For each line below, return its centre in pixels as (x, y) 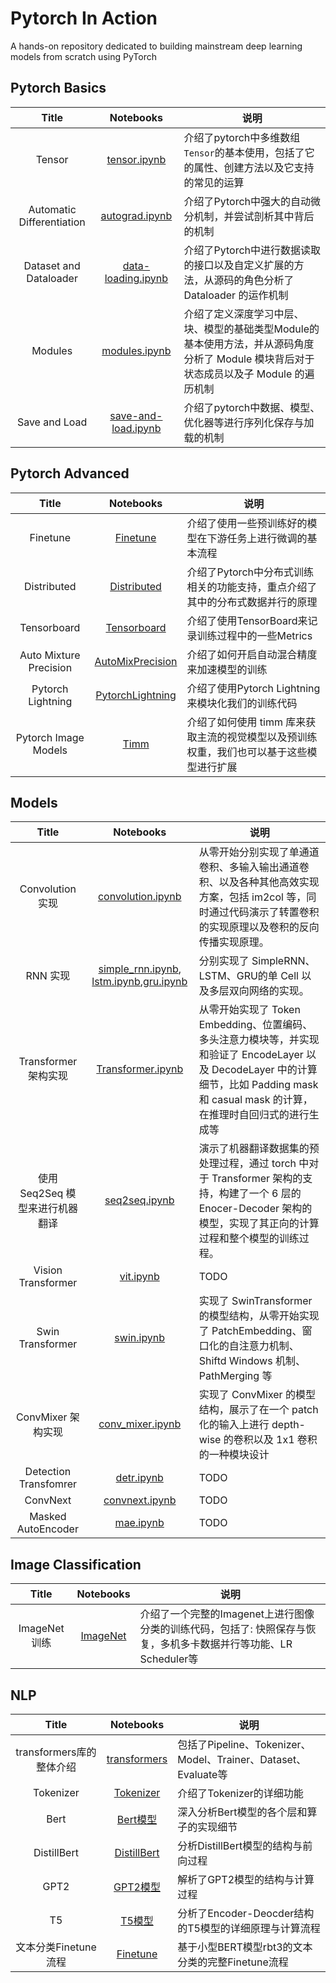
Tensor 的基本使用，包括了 (244, 152)
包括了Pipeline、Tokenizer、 (244, 1744)
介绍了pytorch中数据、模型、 (252, 407)
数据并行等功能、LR (246, 1644)
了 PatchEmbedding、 (250, 1331)
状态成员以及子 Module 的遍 (249, 374)
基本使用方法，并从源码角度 (249, 344)
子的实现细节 (207, 1827)
